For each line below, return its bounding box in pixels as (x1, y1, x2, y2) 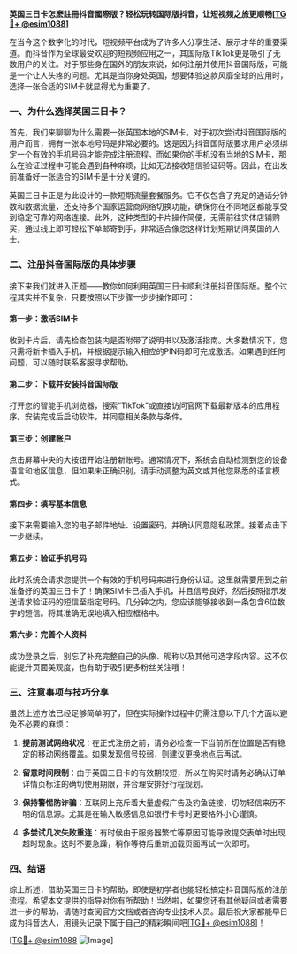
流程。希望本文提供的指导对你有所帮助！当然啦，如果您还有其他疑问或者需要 (9, 896, 288, 906)
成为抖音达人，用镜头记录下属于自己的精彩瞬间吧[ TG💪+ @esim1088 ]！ (9, 918, 266, 928)
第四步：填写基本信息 (9, 498, 87, 509)
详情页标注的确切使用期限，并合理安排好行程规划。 (21, 779, 209, 789)
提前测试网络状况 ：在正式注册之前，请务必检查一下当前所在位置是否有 (21, 738, 278, 749)
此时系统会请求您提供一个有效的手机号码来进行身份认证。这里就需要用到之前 (9, 574, 288, 585)
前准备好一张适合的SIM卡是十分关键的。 (9, 172, 156, 182)
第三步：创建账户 (9, 433, 72, 443)
